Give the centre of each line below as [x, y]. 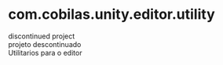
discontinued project [42, 36]
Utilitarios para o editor [45, 52]
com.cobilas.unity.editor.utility [112, 14]
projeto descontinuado [45, 44]
